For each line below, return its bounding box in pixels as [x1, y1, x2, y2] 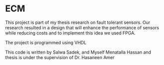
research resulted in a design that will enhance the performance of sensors [5, 24, 160, 30]
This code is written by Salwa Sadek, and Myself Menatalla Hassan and [5, 49, 152, 55]
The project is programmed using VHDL [5, 39, 87, 45]
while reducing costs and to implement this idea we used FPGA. [5, 30, 136, 36]
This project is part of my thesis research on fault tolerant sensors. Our [5, 19, 151, 25]
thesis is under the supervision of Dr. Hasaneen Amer [5, 54, 115, 60]
